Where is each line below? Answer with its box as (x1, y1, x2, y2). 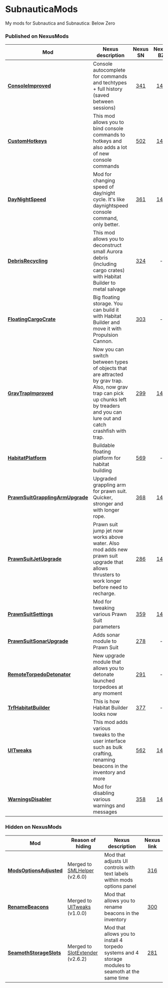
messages (92, 808, 117, 815)
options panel (104, 883, 136, 890)
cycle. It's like (92, 196, 125, 203)
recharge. (92, 590, 116, 597)
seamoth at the (104, 968, 140, 975)
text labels (104, 870, 129, 877)
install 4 (104, 936, 123, 943)
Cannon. (92, 338, 113, 345)
